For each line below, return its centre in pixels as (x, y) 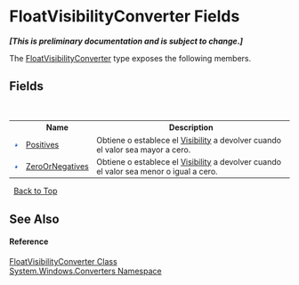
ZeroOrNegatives (57, 167)
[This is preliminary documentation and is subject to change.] (126, 41)
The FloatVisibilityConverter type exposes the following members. (130, 58)
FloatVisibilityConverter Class (63, 261)
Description (191, 127)
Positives (42, 145)
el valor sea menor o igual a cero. (157, 171)
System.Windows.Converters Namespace (85, 271)
